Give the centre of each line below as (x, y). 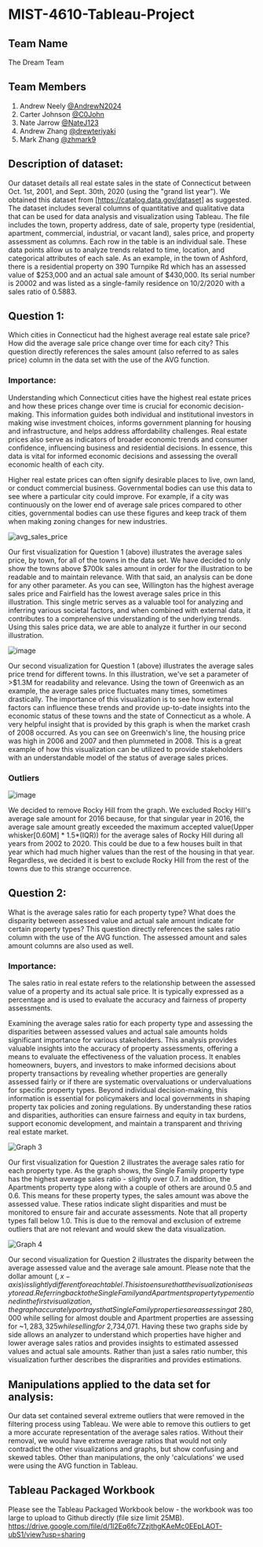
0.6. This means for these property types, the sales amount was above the (128, 1196)
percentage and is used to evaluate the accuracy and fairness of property (128, 1000)
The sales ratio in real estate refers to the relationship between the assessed (132, 983)
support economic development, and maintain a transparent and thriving (125, 1124)
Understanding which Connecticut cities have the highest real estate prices (130, 398)
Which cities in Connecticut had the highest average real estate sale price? (129, 335)
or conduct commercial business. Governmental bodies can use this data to (130, 488)
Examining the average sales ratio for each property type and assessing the (131, 1024)
